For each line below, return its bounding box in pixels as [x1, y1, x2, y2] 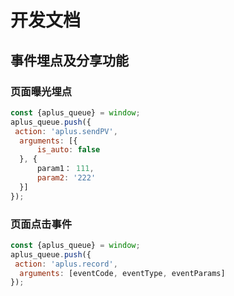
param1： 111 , [36, 164, 95, 174]
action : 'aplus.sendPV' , [14, 126, 118, 136]
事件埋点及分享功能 [10, 52, 129, 69]
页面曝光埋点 [10, 84, 73, 98]
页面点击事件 [10, 217, 73, 231]
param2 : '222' [36, 173, 97, 183]
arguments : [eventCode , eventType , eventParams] [19, 268, 226, 278]
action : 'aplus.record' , [14, 259, 118, 269]
